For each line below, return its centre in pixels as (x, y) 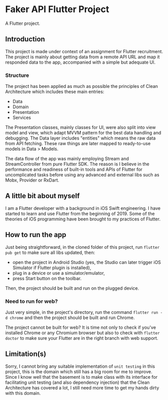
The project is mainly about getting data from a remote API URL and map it (82, 57)
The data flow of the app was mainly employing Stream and (67, 159)
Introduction (25, 39)
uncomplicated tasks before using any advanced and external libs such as (82, 175)
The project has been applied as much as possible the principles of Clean (81, 86)
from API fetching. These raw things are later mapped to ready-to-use (78, 144)
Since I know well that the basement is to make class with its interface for (81, 377)
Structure (17, 75)
